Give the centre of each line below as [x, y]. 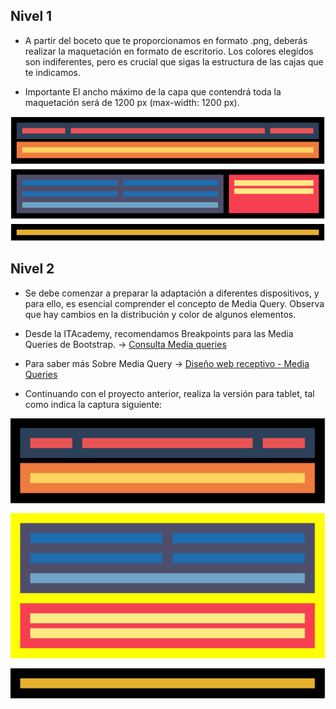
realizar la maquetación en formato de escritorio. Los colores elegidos [169, 51]
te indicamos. [53, 72]
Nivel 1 [31, 16]
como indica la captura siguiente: [93, 404]
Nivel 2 [32, 269]
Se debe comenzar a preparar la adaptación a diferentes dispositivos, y [172, 293]
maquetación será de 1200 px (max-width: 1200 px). [132, 102]
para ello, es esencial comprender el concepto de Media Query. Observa [174, 303]
